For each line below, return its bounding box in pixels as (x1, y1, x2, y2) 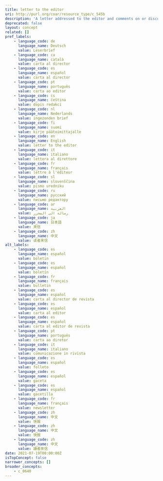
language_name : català (17, 57, 64, 62)
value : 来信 (17, 224, 41, 229)
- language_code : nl (14, 107, 55, 112)
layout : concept (5, 25, 38, 30)
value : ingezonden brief (17, 115, 68, 121)
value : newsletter (17, 405, 55, 410)
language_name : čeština (17, 98, 66, 103)
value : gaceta (17, 378, 47, 383)
